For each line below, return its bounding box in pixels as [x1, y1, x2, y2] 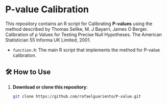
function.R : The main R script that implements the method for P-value [12, 47, 160, 53]
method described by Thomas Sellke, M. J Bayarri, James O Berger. [5, 26, 148, 32]
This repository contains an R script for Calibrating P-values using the [5, 20, 153, 27]
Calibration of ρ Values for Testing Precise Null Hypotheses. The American [5, 31, 162, 37]
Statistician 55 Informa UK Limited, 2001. [5, 37, 91, 43]
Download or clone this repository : [12, 84, 88, 90]
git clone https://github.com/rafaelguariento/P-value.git [12, 94, 141, 99]
